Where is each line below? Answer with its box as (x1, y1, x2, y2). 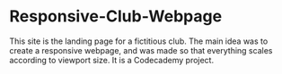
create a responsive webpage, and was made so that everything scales (9, 45, 273, 55)
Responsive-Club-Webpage (9, 6, 223, 27)
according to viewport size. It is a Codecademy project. (9, 54, 214, 65)
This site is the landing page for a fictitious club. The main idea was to (9, 36, 269, 46)
